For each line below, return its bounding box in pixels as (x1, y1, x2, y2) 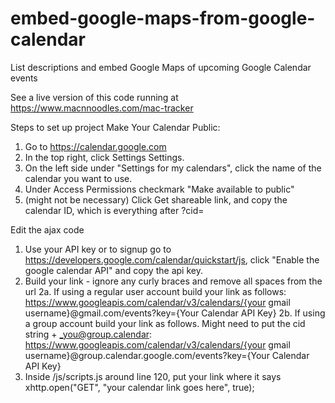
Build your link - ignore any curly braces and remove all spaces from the (24, 275, 323, 287)
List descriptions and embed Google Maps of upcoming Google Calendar (10, 61, 312, 73)
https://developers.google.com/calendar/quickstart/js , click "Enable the (24, 253, 320, 266)
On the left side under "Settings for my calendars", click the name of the (24, 162, 322, 174)
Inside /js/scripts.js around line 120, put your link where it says (24, 370, 282, 382)
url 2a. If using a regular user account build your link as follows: (24, 285, 287, 297)
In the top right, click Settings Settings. (24, 151, 185, 163)
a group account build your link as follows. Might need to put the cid (24, 317, 306, 329)
